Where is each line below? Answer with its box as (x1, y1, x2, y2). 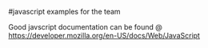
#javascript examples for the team (8, 7, 122, 16)
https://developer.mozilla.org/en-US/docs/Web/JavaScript (8, 31, 200, 40)
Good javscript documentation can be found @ (8, 22, 162, 31)
